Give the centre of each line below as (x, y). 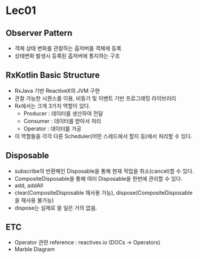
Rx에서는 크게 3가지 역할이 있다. (52, 106)
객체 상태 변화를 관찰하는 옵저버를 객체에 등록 (68, 48)
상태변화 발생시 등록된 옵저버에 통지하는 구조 (67, 56)
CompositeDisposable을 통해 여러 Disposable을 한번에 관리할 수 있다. (98, 178)
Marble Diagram (35, 249)
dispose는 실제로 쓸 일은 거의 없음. (56, 207)
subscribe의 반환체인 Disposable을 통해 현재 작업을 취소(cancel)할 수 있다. (104, 171)
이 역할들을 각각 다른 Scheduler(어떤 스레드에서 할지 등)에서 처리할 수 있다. (103, 136)
